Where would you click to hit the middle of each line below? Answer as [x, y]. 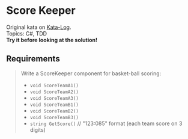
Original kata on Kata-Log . [39, 27]
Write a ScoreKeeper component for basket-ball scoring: [91, 73]
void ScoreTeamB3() [54, 117]
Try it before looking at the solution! [52, 40]
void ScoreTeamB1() [54, 105]
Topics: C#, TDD [26, 33]
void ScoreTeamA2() [54, 92]
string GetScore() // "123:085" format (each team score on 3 [106, 123]
